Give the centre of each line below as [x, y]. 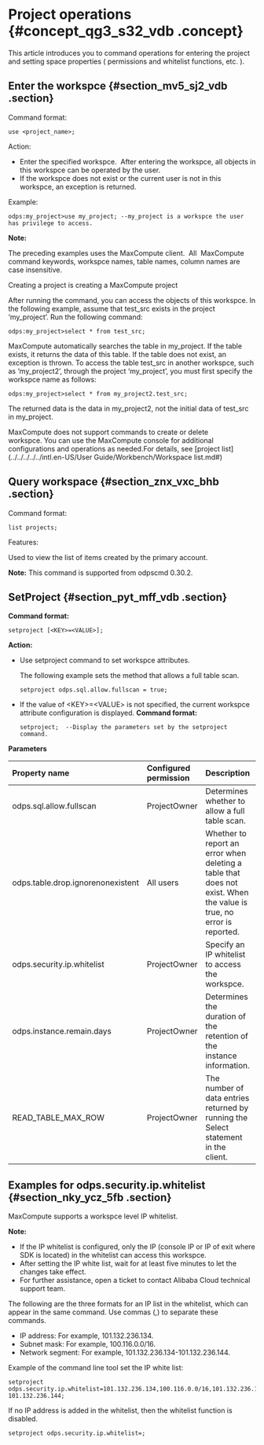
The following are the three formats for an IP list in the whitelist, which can [128, 1304]
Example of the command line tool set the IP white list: [96, 1368]
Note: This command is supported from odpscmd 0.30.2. [101, 573]
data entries [227, 1098]
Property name [41, 773]
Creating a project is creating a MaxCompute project [93, 285]
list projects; [33, 527]
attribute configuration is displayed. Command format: [108, 713]
